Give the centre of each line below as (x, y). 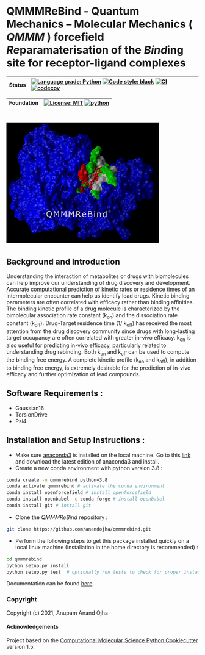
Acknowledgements (33, 627)
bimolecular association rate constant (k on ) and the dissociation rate (92, 316)
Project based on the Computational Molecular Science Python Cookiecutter (102, 640)
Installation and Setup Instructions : (76, 440)
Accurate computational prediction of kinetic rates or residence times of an (101, 289)
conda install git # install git (49, 506)
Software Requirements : (55, 394)
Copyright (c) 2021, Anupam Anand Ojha (57, 613)
